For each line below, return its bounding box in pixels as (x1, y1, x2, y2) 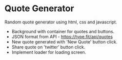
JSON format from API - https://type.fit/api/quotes (11, 34, 113, 40)
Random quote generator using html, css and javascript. (4, 19, 118, 25)
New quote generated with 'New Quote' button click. (11, 39, 118, 44)
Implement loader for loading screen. (11, 49, 86, 55)
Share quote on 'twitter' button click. (11, 44, 85, 50)
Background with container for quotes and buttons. (11, 28, 115, 34)
